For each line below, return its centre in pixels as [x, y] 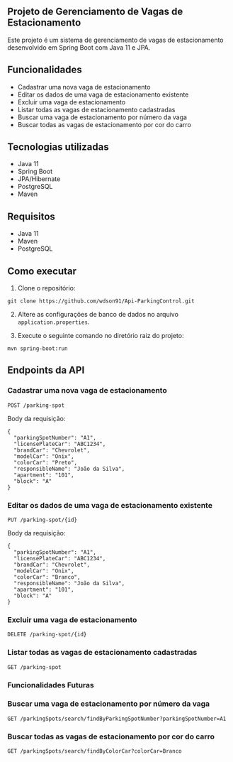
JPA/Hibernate [39, 179]
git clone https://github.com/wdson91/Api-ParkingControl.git [101, 301]
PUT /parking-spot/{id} [42, 520]
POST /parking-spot [36, 405]
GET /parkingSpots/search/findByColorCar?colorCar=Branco [95, 751]
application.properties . [53, 322]
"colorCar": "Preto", [46, 462]
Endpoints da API [46, 370]
